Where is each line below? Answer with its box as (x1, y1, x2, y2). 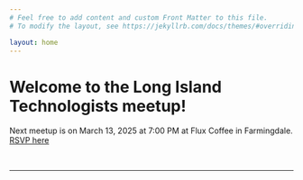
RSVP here (9, 135, 50, 146)
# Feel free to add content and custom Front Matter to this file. (9, 13, 269, 22)
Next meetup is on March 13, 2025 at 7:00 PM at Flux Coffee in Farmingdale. (9, 125, 293, 136)
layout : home (9, 38, 59, 47)
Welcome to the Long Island (9, 76, 223, 97)
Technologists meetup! (9, 95, 187, 116)
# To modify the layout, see (9, 22, 119, 31)
